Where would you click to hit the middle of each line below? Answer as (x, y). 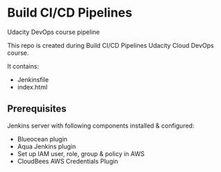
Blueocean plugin (42, 139)
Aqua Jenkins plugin (47, 146)
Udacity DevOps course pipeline (54, 32)
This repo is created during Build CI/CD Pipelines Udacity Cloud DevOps (110, 45)
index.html (32, 87)
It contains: (23, 66)
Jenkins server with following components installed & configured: (101, 126)
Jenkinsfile (33, 79)
